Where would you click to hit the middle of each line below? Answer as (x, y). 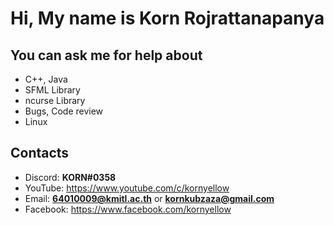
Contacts (40, 153)
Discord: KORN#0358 (70, 177)
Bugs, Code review (64, 111)
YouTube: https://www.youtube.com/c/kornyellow (127, 188)
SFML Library (52, 90)
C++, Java (46, 79)
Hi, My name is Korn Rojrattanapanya (167, 18)
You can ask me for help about (106, 55)
